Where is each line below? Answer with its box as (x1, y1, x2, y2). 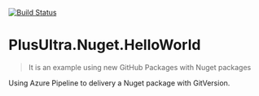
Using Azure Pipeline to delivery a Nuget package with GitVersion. (8, 77, 230, 88)
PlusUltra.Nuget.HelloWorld (8, 36, 201, 54)
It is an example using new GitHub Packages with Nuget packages (28, 62, 252, 72)
